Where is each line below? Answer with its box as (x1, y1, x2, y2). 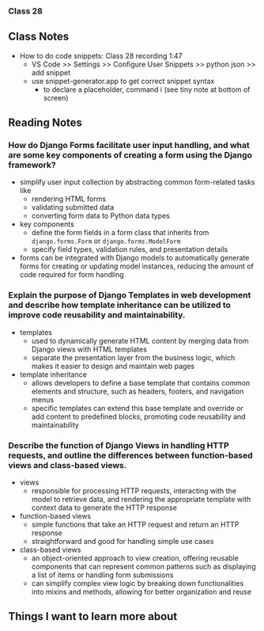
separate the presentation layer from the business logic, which (31, 352, 236, 362)
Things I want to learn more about (8, 610, 178, 623)
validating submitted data (31, 203, 115, 212)
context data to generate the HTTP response (31, 503, 178, 512)
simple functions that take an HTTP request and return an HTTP (31, 520, 239, 530)
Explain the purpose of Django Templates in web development (8, 290, 251, 301)
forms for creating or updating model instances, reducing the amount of (19, 261, 255, 271)
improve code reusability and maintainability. (8, 310, 186, 321)
